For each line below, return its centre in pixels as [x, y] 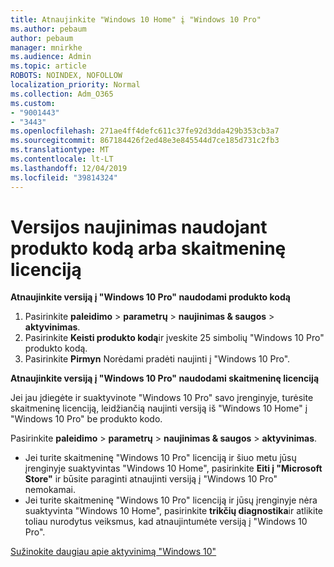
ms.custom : [33, 103]
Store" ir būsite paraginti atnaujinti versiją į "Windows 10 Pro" [151, 479]
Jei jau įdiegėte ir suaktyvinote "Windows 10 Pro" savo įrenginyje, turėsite [162, 398]
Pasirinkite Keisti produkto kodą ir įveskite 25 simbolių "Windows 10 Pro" [174, 338]
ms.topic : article [48, 66]
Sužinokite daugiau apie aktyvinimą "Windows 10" [113, 552]
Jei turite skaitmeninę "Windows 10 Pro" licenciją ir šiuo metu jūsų [160, 458]
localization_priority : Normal [75, 85]
